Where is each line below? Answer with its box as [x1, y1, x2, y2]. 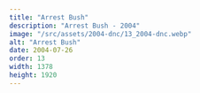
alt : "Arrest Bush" [9, 37, 81, 47]
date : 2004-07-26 [9, 46, 73, 55]
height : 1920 [9, 71, 58, 80]
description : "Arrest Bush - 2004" [9, 21, 141, 30]
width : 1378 [9, 63, 53, 72]
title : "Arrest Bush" [9, 12, 89, 22]
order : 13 [9, 54, 46, 63]
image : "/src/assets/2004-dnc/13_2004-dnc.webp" [9, 29, 192, 38]
